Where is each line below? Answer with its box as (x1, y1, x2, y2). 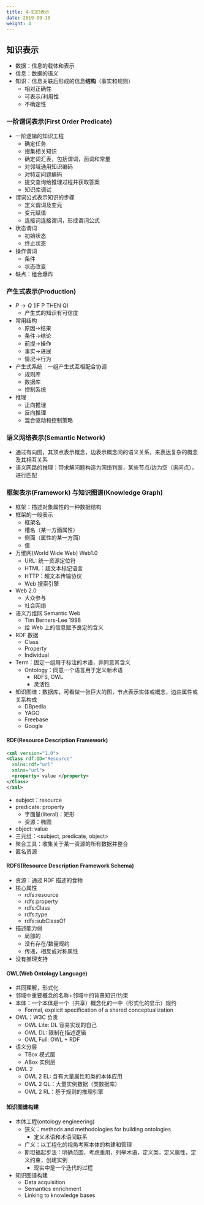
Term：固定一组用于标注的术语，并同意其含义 (15, 659, 130, 666)
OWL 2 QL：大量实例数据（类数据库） (24, 1080, 121, 1088)
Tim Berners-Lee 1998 (24, 616, 81, 624)
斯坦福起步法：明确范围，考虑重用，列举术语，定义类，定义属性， (24, 1149, 191, 1156)
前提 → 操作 (24, 339, 51, 347)
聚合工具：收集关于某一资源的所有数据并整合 (15, 840, 129, 847)
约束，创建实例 (29, 1157, 68, 1164)
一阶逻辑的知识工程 (15, 133, 64, 140)
